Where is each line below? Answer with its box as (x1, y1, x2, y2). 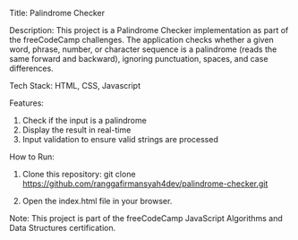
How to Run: (9, 151, 55, 162)
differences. (9, 63, 54, 73)
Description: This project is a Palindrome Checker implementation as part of (9, 25, 289, 35)
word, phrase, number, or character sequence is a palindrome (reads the (9, 44, 277, 55)
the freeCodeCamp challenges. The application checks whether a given (9, 35, 275, 45)
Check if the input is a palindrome (21, 116, 148, 125)
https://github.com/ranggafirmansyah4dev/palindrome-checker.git (21, 178, 268, 189)
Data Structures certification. (9, 223, 116, 233)
